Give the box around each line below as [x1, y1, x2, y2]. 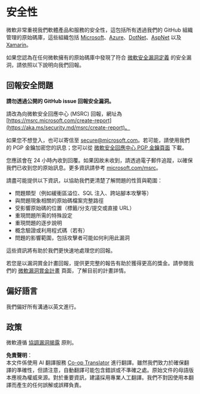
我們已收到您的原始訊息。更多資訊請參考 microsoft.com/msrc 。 [6, 164, 162, 171]
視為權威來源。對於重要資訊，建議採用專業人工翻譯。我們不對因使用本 [16, 374, 189, 381]
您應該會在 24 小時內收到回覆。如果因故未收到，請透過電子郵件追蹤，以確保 [6, 156, 193, 164]
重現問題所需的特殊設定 [14, 212, 73, 219]
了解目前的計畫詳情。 [76, 266, 129, 274]
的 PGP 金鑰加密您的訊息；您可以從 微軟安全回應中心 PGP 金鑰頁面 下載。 [6, 144, 187, 151]
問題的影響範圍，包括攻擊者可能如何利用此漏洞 [14, 234, 130, 241]
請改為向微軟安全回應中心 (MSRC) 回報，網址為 [6, 110, 122, 117]
